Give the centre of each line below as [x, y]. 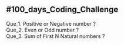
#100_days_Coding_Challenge [62, 10]
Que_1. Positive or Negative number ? [51, 23]
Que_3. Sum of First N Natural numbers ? [56, 36]
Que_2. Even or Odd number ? [43, 30]
